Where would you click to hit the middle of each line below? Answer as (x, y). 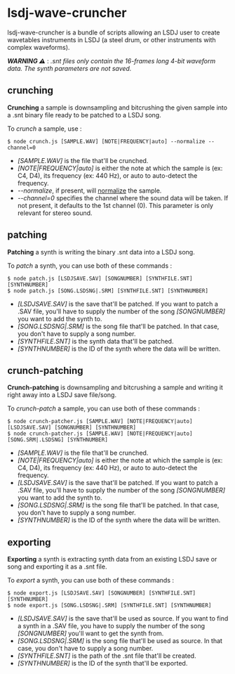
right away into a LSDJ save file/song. (62, 395)
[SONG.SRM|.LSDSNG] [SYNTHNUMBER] (58, 440)
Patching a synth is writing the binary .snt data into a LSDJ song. (101, 252)
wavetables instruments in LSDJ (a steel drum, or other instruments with (112, 39)
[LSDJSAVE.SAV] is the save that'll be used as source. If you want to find (123, 618)
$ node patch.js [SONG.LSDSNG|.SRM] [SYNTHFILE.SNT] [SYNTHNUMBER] (108, 291)
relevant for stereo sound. (55, 213)
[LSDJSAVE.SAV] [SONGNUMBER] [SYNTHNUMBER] (72, 428)
